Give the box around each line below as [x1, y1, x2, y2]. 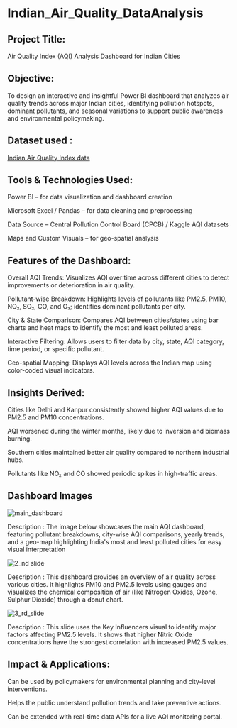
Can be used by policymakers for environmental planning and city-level [7, 677, 216, 685]
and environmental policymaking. [7, 114, 104, 122]
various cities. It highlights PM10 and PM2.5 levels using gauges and [7, 580, 207, 588]
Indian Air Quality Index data [7, 153, 90, 162]
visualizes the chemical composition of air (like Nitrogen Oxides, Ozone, [7, 588, 218, 596]
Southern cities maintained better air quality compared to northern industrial [7, 448, 230, 457]
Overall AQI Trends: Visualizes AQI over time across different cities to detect [7, 273, 229, 282]
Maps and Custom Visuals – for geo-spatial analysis [7, 234, 159, 243]
